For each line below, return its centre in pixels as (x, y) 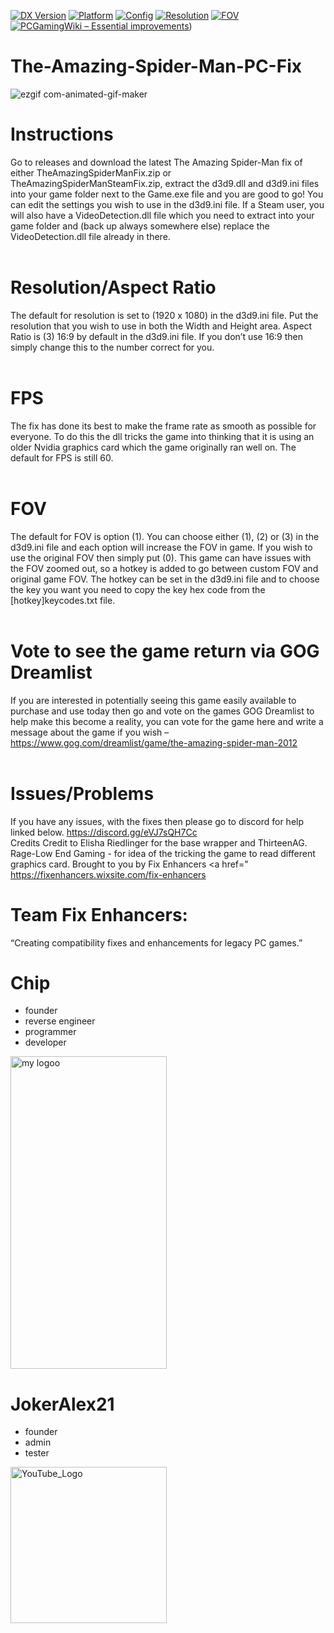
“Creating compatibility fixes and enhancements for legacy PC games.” (156, 942)
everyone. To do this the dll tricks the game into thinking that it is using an (162, 436)
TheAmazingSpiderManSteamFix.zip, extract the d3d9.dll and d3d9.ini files (165, 183)
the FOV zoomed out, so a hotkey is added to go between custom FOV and (164, 568)
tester (37, 1453)
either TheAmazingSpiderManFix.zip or (91, 172)
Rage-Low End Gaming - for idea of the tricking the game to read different (163, 853)
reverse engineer (60, 1021)
